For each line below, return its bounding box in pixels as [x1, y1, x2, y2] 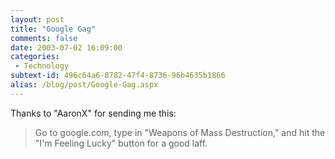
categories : [10, 52, 60, 62]
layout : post [10, 14, 65, 25]
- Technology [14, 61, 70, 71]
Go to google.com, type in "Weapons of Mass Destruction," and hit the [34, 126, 326, 138]
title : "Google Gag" [10, 24, 97, 34]
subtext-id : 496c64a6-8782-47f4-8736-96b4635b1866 [10, 71, 226, 81]
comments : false [10, 33, 78, 43]
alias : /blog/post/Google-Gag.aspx [10, 80, 159, 90]
